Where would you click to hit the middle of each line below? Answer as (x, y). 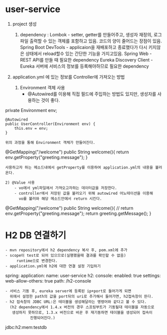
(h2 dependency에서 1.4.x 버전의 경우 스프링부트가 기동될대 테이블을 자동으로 (82, 307)
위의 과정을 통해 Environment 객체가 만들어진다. (50, 142)
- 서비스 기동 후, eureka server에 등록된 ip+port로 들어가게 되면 (68, 291)
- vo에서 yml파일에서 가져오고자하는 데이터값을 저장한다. (66, 188)
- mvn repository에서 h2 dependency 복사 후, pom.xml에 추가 (66, 250)
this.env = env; (31, 128)
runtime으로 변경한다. (37, 261)
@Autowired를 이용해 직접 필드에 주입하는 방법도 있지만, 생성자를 (92, 94)
